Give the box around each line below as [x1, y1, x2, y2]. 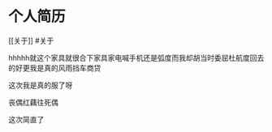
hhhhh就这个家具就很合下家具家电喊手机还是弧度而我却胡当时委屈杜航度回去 [8, 53, 265, 62]
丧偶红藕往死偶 [8, 97, 58, 107]
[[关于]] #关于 [8, 36, 54, 45]
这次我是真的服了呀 [8, 80, 73, 90]
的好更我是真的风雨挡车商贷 [8, 62, 101, 73]
